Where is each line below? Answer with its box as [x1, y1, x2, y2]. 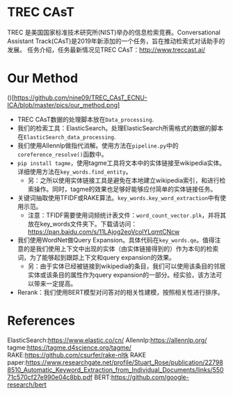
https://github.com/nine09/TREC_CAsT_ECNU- [13, 93, 148, 102]
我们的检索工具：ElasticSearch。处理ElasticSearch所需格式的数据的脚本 [17, 123, 224, 132]
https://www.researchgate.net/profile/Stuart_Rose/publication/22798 [25, 358, 224, 366]
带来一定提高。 [33, 279, 77, 288]
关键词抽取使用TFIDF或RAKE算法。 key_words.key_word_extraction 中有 [17, 193, 220, 202]
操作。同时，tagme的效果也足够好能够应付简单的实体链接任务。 [33, 185, 217, 193]
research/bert [7, 380, 47, 389]
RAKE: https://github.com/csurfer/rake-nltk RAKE [7, 350, 147, 359]
